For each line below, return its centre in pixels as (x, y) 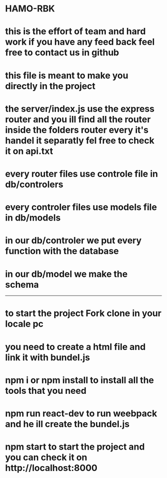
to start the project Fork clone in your (83, 313)
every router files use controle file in (82, 174)
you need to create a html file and (75, 347)
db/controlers (34, 184)
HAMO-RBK (30, 9)
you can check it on (46, 457)
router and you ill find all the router (78, 119)
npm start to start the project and (75, 447)
